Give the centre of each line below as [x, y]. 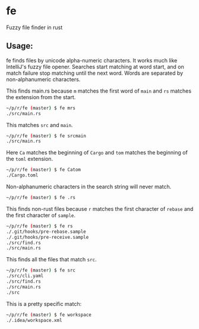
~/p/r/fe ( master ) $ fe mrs [41, 108]
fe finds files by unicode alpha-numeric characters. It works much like [92, 60]
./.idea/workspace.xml [34, 320]
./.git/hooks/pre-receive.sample [48, 237]
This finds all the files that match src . [51, 260]
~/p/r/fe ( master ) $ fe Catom [44, 170]
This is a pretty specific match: [44, 303]
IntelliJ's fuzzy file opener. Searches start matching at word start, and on [95, 67]
